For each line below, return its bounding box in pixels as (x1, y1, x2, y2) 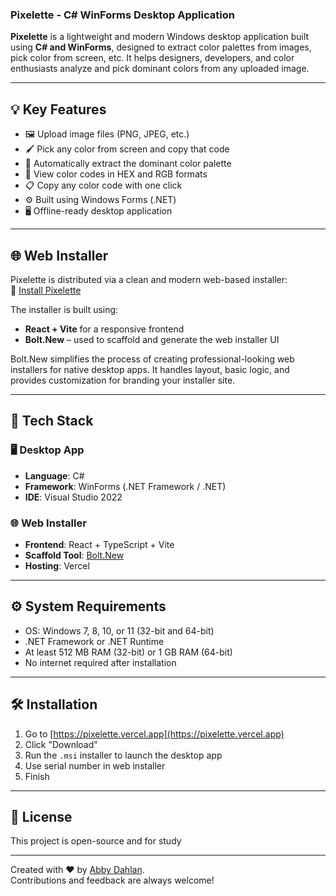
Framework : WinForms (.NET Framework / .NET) (24, 480, 227, 492)
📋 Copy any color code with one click (24, 179, 183, 192)
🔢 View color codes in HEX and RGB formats (24, 168, 208, 180)
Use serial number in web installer (24, 759, 166, 772)
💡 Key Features (10, 101, 107, 118)
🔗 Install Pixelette (10, 284, 82, 296)
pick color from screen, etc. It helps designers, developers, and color (10, 52, 295, 64)
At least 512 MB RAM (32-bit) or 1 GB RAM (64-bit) (24, 646, 233, 658)
